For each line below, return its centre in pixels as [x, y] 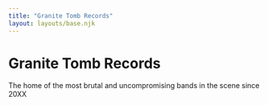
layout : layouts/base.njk [52, 23]
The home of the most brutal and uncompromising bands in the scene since [134, 86]
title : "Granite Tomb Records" [61, 16]
